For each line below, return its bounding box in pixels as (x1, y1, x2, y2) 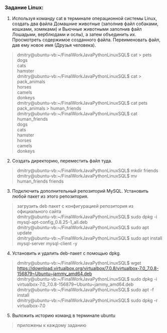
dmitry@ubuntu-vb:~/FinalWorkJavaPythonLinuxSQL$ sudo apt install (17, 235, 162, 241)
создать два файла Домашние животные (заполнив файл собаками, (12, 21, 158, 27)
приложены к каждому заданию (17, 322, 86, 328)
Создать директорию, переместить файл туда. (12, 158, 112, 164)
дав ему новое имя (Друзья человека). (12, 42, 96, 48)
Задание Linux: (5, 4, 44, 11)
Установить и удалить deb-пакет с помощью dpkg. (12, 251, 121, 257)
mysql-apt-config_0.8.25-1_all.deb (17, 219, 88, 225)
